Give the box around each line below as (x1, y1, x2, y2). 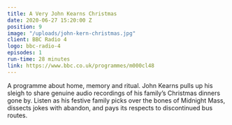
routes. (7, 111, 28, 119)
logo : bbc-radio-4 (7, 43, 61, 50)
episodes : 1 (7, 50, 42, 57)
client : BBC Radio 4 (7, 36, 68, 43)
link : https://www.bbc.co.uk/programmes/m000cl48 (7, 62, 155, 69)
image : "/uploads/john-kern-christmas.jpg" (7, 29, 136, 37)
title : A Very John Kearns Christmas (7, 10, 117, 17)
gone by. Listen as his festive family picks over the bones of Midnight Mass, (7, 96, 226, 105)
